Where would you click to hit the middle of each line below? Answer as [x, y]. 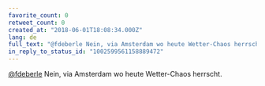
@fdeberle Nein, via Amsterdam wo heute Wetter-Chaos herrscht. [115, 74]
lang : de [22, 37]
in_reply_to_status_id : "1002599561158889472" [86, 52]
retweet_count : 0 [37, 23]
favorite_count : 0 [38, 15]
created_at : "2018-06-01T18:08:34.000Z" [76, 30]
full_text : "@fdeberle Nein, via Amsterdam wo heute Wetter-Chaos [119, 45]
